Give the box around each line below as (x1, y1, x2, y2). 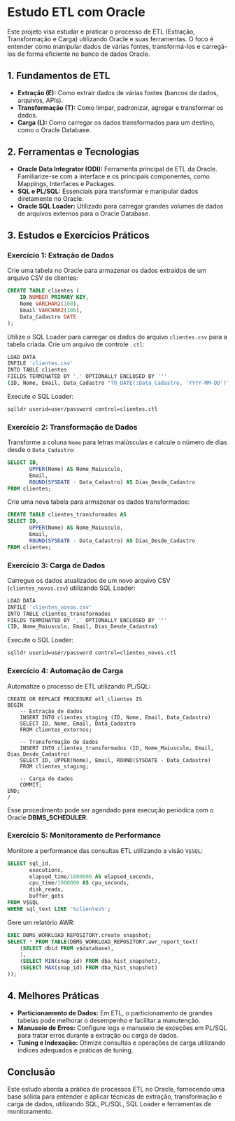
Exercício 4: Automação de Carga (7, 666, 124, 676)
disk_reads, (29, 886, 64, 893)
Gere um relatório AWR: (7, 918, 76, 926)
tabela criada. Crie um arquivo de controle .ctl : (7, 340, 145, 348)
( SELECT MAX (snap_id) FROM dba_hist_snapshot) (20, 964, 158, 971)
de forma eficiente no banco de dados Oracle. (17, 50, 150, 58)
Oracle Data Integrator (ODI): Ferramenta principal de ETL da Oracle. (17, 164, 218, 173)
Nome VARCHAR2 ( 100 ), (20, 300, 80, 307)
